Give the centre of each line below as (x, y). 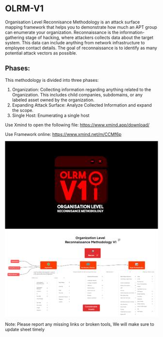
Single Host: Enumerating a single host (51, 115)
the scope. (23, 110)
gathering (15, 37)
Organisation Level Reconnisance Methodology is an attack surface (73, 22)
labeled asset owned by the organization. (53, 100)
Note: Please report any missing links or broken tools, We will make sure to (80, 324)
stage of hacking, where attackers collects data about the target (90, 37)
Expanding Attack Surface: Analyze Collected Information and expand (82, 105)
